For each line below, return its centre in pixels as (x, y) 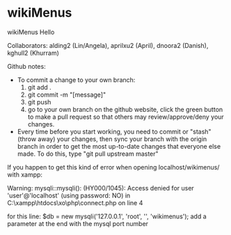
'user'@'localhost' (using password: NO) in (69, 195)
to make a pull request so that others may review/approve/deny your (126, 117)
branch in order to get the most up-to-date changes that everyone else (119, 146)
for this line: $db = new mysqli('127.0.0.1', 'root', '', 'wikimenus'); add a (107, 216)
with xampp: (25, 175)
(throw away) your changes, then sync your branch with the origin (112, 139)
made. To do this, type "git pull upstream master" (88, 154)
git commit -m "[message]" (67, 95)
